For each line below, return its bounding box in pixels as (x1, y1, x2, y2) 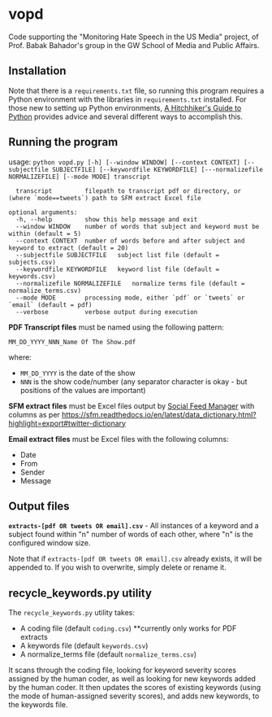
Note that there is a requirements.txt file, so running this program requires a (8, 85, 265, 95)
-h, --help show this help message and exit (15, 215, 198, 224)
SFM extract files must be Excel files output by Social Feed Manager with (8, 400, 255, 411)
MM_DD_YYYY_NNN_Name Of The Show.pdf (8, 338, 136, 346)
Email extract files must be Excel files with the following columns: (8, 434, 229, 444)
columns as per (8, 409, 61, 419)
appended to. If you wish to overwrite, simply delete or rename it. (8, 562, 227, 572)
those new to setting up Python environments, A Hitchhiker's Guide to (8, 103, 242, 112)
